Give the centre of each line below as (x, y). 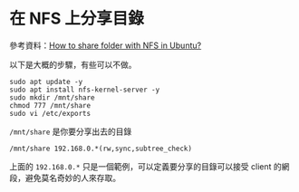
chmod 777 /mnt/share (50, 105)
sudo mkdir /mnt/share (52, 97)
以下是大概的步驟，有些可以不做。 (73, 64)
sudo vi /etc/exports (50, 113)
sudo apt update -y (46, 82)
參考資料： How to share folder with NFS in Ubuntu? (106, 45)
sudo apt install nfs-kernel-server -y (85, 90)
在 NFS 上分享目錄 (77, 19)
